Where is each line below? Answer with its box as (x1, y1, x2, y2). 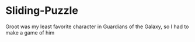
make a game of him (5, 29, 55, 36)
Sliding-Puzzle (5, 4, 78, 17)
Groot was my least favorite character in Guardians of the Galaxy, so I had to (5, 23, 189, 30)
